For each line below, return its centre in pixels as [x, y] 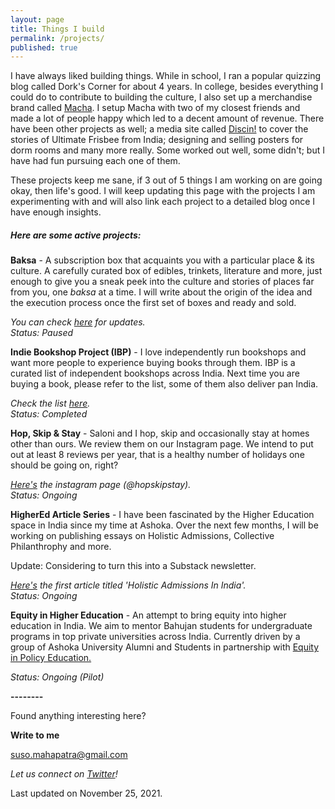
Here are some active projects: [76, 235]
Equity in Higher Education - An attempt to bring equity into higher [148, 615]
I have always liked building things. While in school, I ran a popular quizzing [166, 76]
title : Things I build [57, 29]
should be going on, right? [64, 465]
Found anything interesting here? [78, 716]
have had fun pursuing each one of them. [95, 161]
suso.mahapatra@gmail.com [69, 755]
